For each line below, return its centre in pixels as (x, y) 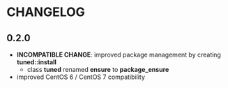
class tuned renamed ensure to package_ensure (98, 69)
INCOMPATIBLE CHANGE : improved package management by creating (119, 54)
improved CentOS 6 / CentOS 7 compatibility (81, 77)
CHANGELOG (46, 12)
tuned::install (37, 62)
